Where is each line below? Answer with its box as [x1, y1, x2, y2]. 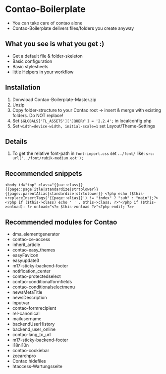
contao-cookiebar [12, 348, 50, 353]
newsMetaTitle [12, 289, 43, 295]
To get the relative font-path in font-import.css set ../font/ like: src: [12, 150, 155, 156]
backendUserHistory [12, 321, 55, 327]
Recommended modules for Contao [5, 218, 117, 226]
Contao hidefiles [12, 358, 46, 364]
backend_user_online [12, 326, 56, 332]
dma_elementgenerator [12, 231, 60, 237]
